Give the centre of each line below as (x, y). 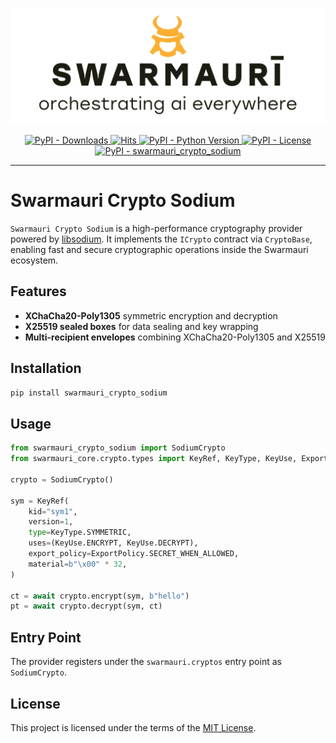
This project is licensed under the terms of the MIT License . (133, 727)
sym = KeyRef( (40, 501)
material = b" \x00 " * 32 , (78, 564)
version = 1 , (51, 522)
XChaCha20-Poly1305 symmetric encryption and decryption (151, 315)
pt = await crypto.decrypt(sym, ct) (86, 606)
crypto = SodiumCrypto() (62, 479)
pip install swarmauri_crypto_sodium (89, 393)
